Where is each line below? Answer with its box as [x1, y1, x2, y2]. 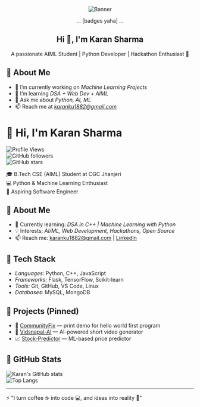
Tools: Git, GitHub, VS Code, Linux [14, 282, 99, 289]
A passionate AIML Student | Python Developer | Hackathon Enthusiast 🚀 [11, 50, 189, 57]
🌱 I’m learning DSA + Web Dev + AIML [14, 90, 109, 97]
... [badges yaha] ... [76, 17, 124, 24]
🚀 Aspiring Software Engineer [6, 188, 79, 195]
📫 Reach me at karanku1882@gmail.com [14, 103, 117, 110]
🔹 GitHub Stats [6, 354, 61, 365]
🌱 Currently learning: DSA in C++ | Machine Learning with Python [14, 221, 176, 228]
